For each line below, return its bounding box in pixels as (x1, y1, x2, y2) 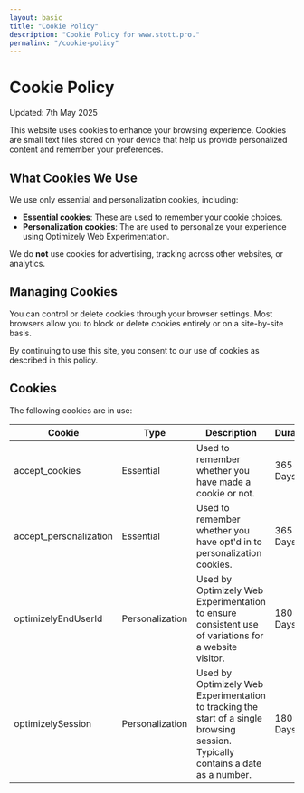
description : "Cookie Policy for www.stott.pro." (9, 30, 201, 39)
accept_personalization (14, 530, 113, 543)
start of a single (195, 712, 262, 724)
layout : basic (9, 13, 63, 23)
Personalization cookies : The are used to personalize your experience (22, 222, 287, 231)
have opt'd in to (195, 535, 262, 548)
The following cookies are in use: (9, 404, 133, 416)
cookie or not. (195, 486, 255, 499)
